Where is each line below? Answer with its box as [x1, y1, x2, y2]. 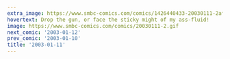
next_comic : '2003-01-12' [7, 28, 81, 36]
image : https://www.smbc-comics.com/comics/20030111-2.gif [7, 22, 179, 29]
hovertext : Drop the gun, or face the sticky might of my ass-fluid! [7, 16, 210, 23]
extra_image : [7, 9, 44, 17]
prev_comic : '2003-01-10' [7, 35, 81, 42]
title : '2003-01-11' [7, 41, 66, 48]
